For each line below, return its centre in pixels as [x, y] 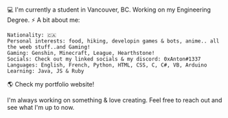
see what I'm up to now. [41, 107]
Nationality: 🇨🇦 [32, 35]
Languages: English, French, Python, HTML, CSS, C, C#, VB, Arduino [107, 65]
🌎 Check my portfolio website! [51, 84]
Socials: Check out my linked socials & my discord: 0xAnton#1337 [104, 59]
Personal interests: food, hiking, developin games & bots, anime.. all [113, 41]
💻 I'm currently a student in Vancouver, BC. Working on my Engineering [109, 10]
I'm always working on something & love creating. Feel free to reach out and [115, 100]
